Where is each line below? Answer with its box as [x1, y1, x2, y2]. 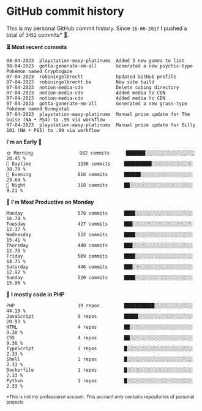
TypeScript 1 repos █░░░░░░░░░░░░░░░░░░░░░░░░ [6, 345, 193, 351]
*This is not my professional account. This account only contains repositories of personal [6, 394, 195, 400]
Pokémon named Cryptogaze [6, 68, 72, 74]
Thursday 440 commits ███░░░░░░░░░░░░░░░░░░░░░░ [6, 242, 193, 248]
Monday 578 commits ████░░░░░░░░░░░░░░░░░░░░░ [6, 210, 193, 216]
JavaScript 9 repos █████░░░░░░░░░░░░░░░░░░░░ [6, 313, 193, 320]
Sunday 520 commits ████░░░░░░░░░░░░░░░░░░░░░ [6, 274, 193, 280]
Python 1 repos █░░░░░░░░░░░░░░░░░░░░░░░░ [6, 377, 193, 384]
